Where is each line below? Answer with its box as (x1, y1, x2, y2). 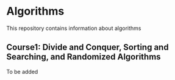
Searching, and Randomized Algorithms (6, 52, 161, 62)
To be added (6, 68, 38, 75)
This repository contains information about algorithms (6, 24, 141, 32)
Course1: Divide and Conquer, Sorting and (6, 42, 169, 53)
